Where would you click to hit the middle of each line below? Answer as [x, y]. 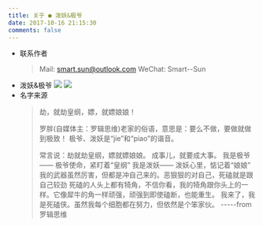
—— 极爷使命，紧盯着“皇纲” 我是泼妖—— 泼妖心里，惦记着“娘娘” [145, 165]
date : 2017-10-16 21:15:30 [52, 23]
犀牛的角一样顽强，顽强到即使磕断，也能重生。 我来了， [157, 195]
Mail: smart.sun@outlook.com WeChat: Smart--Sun [122, 69]
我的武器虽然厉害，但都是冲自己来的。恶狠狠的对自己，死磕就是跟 [146, 175]
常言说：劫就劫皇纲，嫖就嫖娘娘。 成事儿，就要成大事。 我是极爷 [144, 155]
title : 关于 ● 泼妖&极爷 [45, 15]
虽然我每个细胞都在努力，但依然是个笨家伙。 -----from [163, 205]
